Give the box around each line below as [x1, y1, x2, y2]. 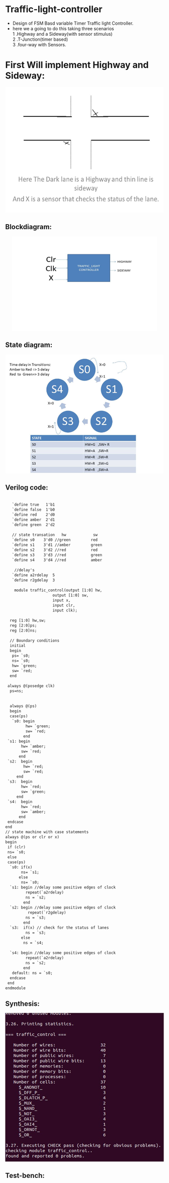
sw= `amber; [21, 809, 46, 814]
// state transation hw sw [12, 532, 98, 537]
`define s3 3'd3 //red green [12, 552, 102, 558]
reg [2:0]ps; [10, 623, 37, 628]
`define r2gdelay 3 [12, 578, 55, 583]
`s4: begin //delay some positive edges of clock [10, 950, 116, 955]
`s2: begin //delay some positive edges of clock [10, 905, 116, 910]
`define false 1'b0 [12, 507, 55, 512]
